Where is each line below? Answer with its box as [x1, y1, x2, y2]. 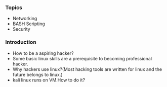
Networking [12, 16, 37, 22]
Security [12, 26, 30, 32]
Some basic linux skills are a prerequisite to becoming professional [12, 55, 152, 61]
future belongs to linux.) [12, 71, 63, 77]
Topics [5, 4, 23, 11]
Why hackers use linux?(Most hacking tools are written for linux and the [12, 66, 162, 72]
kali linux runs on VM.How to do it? [12, 77, 85, 83]
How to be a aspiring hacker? [12, 50, 74, 56]
